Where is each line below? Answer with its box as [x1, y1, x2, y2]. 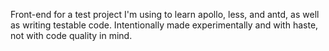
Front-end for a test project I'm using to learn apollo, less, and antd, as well [10, 9, 320, 20]
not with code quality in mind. [10, 30, 133, 41]
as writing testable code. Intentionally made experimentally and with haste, [10, 19, 319, 31]
